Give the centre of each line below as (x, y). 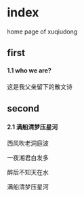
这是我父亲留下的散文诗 (40, 86)
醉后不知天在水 (28, 172)
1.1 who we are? (29, 70)
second (23, 108)
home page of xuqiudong (42, 31)
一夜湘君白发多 (28, 158)
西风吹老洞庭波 (28, 143)
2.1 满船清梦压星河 (33, 127)
